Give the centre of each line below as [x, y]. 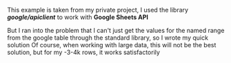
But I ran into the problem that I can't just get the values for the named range [116, 30]
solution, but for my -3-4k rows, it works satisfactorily [84, 52]
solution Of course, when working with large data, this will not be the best [112, 45]
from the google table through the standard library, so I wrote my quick [108, 38]
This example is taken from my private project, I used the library [98, 10]
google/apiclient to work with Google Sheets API [78, 17]
